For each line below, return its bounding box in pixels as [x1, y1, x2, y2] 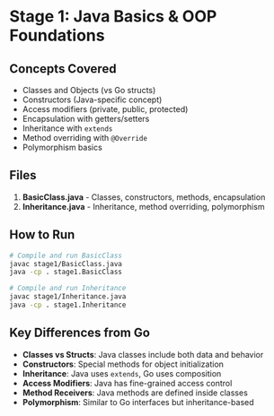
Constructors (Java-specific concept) [22, 94, 163, 105]
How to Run [9, 227, 75, 243]
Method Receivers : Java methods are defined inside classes [22, 387, 249, 398]
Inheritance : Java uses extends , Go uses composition [22, 368, 222, 378]
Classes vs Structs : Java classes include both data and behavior [22, 349, 264, 360]
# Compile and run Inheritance [9, 284, 127, 293]
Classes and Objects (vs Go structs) [22, 85, 156, 95]
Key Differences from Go [9, 325, 151, 341]
